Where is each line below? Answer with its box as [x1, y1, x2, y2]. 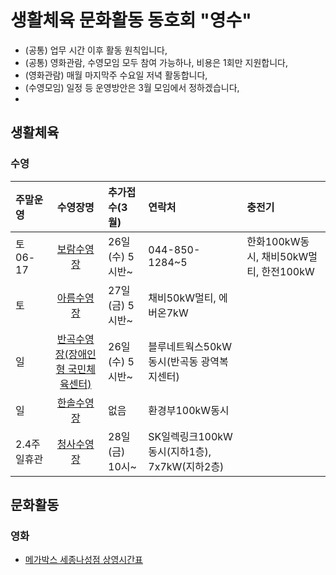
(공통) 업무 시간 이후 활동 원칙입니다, [24, 44, 168, 56]
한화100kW [246, 234, 301, 248]
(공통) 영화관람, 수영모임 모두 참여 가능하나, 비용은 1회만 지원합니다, [24, 56, 288, 68]
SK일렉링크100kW [148, 429, 233, 443]
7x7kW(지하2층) [148, 459, 225, 473]
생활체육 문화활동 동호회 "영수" [10, 9, 252, 32]
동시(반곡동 [148, 354, 199, 368]
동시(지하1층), [148, 444, 212, 458]
